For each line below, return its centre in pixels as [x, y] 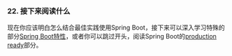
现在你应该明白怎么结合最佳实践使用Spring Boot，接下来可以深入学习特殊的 [116, 28]
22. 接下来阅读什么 [39, 10]
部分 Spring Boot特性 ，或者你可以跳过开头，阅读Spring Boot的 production [112, 36]
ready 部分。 [25, 45]
